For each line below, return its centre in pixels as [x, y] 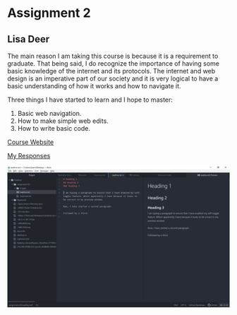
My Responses [29, 156]
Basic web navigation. [49, 113]
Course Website [31, 142]
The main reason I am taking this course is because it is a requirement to [113, 56]
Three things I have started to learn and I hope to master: [90, 100]
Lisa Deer [29, 39]
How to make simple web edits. [63, 121]
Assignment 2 [49, 13]
